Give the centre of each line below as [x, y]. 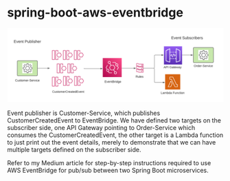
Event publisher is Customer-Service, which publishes [84, 113]
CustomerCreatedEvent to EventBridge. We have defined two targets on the [114, 120]
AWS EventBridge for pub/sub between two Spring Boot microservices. [108, 171]
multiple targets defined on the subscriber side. [74, 150]
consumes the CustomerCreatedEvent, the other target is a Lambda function [115, 135]
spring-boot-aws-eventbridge [95, 13]
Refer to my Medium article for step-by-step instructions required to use [109, 163]
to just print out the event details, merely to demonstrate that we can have [112, 142]
